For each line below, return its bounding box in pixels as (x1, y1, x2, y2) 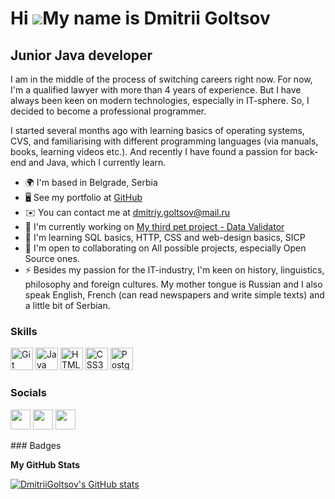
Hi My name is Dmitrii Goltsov (10, 7, 271, 30)
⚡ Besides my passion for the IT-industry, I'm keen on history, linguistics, (24, 264, 325, 276)
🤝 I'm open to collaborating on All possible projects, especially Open (24, 242, 307, 254)
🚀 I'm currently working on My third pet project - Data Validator (24, 221, 285, 232)
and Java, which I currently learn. (28, 157, 167, 168)
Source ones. (24, 253, 80, 264)
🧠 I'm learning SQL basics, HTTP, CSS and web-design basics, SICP (24, 232, 306, 243)
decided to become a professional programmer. (10, 105, 207, 117)
